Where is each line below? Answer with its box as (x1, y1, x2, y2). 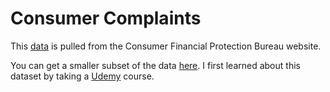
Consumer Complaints (10, 7, 202, 30)
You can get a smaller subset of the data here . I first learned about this (10, 59, 301, 71)
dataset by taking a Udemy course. (10, 70, 155, 82)
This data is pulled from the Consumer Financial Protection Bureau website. (10, 40, 322, 52)
